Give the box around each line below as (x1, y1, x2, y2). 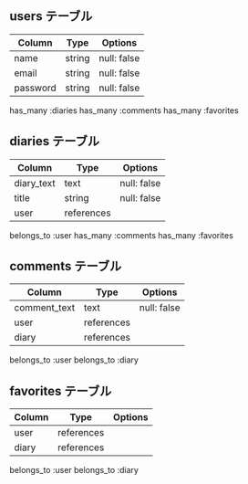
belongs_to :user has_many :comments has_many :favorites (9, 229, 234, 240)
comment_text (14, 301, 76, 314)
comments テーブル (9, 258, 122, 274)
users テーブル (9, 8, 93, 25)
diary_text (14, 176, 57, 189)
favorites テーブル (9, 383, 112, 399)
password (14, 81, 57, 94)
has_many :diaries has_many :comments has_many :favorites (9, 104, 239, 116)
